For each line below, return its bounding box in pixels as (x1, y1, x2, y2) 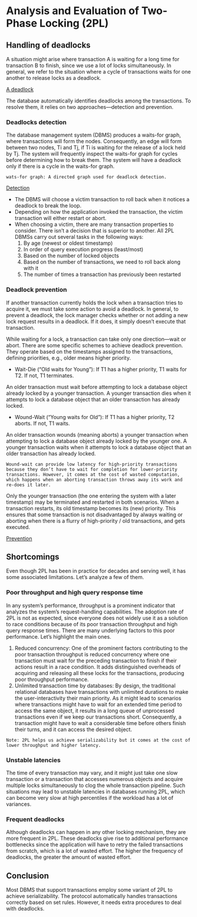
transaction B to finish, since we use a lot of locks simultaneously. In (6, 62, 172, 69)
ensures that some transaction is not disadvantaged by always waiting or (6, 511, 183, 518)
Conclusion (6, 871, 49, 881)
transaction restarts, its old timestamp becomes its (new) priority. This (6, 504, 176, 511)
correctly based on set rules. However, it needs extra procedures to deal (6, 899, 182, 906)
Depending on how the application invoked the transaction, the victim (14, 208, 183, 215)
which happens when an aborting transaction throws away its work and (6, 477, 183, 483)
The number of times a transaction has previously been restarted (23, 271, 181, 278)
